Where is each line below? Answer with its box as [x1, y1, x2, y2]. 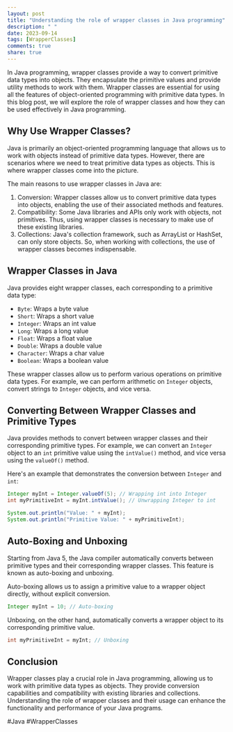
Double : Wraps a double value [17, 341, 102, 350]
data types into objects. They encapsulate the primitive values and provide [7, 75, 221, 84]
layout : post [7, 10, 45, 17]
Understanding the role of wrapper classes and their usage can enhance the [7, 696, 226, 705]
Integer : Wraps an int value [17, 319, 96, 327]
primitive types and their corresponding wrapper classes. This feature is [7, 561, 214, 570]
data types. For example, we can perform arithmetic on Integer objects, [7, 377, 214, 385]
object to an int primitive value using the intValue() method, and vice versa [7, 449, 226, 457]
